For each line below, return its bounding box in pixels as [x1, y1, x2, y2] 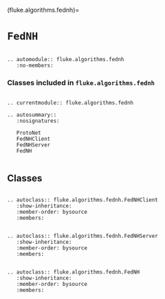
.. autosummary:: [7, 111, 57, 119]
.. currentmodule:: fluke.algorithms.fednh [7, 100, 134, 107]
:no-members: [16, 62, 54, 69]
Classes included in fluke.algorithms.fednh [7, 78, 155, 87]
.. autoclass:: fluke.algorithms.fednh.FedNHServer [7, 233, 158, 240]
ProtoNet [16, 130, 41, 137]
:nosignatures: [16, 118, 60, 124]
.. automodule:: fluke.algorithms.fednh [7, 56, 125, 63]
